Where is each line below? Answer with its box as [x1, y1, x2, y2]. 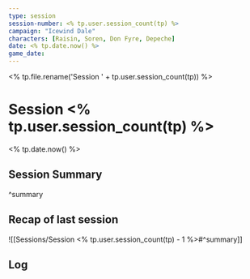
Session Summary [8, 168, 103, 182]
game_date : [8, 49, 45, 58]
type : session [8, 11, 57, 20]
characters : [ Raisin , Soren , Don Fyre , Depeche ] [8, 34, 176, 43]
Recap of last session [8, 212, 119, 227]
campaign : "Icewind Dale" [8, 27, 95, 35]
